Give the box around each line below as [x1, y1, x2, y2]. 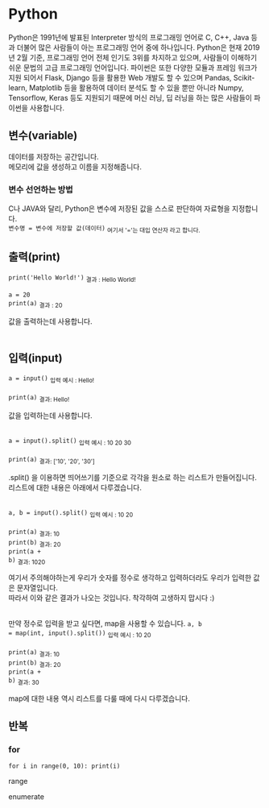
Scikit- [233, 73, 255, 82]
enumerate [8, 792, 44, 802]
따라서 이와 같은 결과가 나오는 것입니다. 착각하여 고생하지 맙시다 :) [8, 593, 215, 603]
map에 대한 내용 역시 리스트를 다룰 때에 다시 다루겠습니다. [8, 694, 191, 703]
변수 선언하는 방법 [8, 184, 74, 195]
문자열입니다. [16, 583, 59, 593]
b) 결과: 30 [8, 676, 39, 686]
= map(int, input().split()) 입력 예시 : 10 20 [8, 629, 151, 640]
